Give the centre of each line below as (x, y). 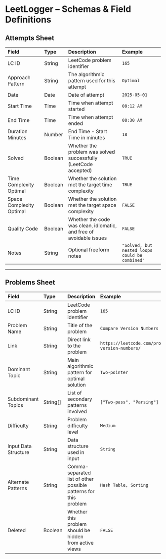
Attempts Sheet (30, 38)
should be (79, 530)
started (77, 109)
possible (77, 485)
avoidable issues (88, 238)
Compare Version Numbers (129, 328)
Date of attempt (86, 95)
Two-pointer (114, 372)
